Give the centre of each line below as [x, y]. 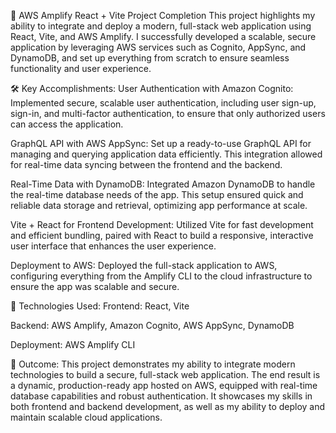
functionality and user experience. [81, 68]
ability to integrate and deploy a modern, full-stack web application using [161, 26]
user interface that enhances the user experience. [113, 246]
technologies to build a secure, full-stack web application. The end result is [165, 374]
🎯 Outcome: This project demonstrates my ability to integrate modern [153, 364]
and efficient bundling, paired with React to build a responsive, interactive [162, 235]
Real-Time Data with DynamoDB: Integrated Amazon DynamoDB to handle [163, 184]
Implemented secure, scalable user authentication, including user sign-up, [163, 103]
